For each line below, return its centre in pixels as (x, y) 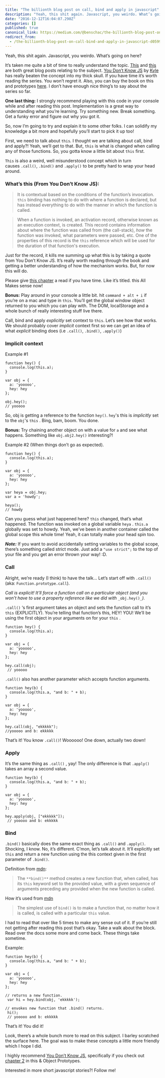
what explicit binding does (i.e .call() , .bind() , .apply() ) (63, 331)
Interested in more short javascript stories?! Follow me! (61, 1070)
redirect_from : (21, 37)
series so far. (18, 91)
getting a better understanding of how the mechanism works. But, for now (80, 266)
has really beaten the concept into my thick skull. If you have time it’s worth (81, 75)
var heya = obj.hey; (26, 493)
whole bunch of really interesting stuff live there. (54, 311)
